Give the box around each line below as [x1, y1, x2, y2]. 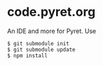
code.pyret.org [7, 4, 95, 20]
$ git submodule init [7, 40, 70, 47]
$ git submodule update [7, 46, 76, 53]
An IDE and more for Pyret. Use [7, 27, 97, 35]
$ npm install [7, 52, 48, 59]
